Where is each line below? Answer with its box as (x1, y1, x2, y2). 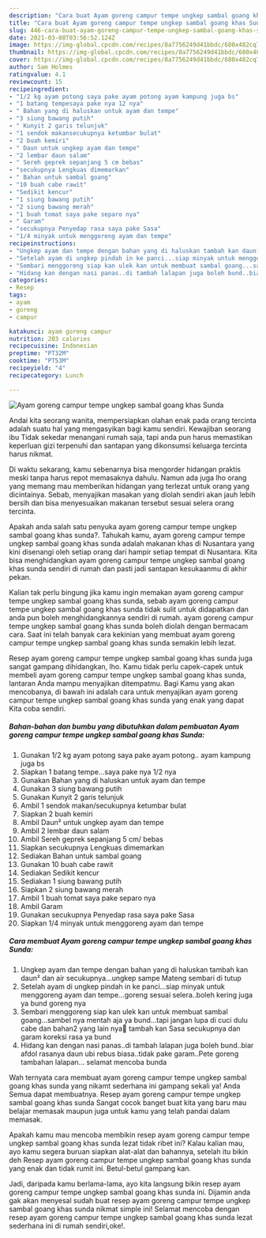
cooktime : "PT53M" (9, 357, 69, 365)
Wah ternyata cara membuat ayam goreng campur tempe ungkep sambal (9, 1073, 247, 1082)
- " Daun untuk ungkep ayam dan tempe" (9, 144, 140, 152)
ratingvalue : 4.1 (9, 70, 66, 78)
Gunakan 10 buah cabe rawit (20, 859, 114, 869)
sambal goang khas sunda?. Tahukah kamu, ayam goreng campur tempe (9, 530, 245, 539)
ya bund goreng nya (20, 998, 86, 1008)
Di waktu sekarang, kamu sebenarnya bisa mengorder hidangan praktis (9, 464, 242, 474)
